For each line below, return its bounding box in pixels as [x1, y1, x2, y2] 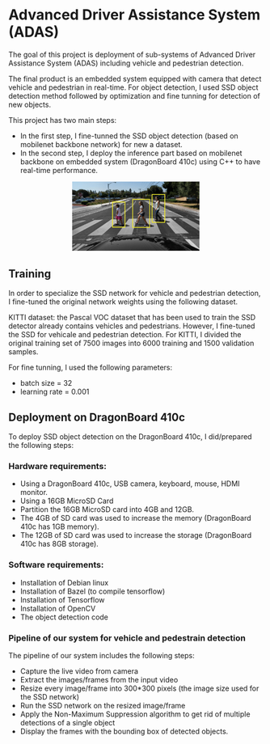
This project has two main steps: [8, 115, 117, 125]
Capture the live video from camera [19, 666, 139, 676]
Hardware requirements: [8, 460, 107, 471]
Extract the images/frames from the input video [19, 674, 179, 684]
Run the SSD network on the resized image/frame [19, 700, 186, 710]
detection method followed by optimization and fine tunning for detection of [8, 91, 260, 100]
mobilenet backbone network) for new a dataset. [19, 139, 184, 149]
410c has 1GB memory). [19, 522, 99, 531]
